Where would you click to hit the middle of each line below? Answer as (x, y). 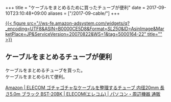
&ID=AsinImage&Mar (142, 29)
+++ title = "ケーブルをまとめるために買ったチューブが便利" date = (75, 7)
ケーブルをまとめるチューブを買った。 (45, 70)
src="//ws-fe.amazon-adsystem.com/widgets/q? (78, 23)
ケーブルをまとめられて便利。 (36, 76)
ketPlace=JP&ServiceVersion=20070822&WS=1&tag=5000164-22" (76, 34)
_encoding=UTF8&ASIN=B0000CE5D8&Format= (56, 29)
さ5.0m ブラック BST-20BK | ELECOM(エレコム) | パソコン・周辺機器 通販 (83, 94)
